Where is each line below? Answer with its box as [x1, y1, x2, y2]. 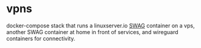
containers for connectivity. [6, 35, 76, 42]
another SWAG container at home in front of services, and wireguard [6, 28, 178, 35]
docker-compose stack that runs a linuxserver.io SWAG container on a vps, [6, 22, 195, 29]
